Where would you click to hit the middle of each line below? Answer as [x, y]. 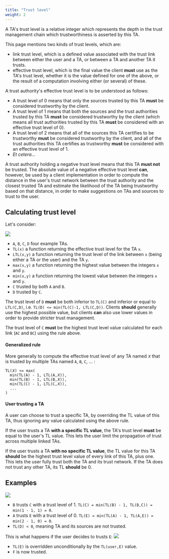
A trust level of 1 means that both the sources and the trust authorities [85, 111]
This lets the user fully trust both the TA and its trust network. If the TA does [84, 461]
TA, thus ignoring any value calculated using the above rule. [67, 420]
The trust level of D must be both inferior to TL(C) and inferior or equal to [81, 302]
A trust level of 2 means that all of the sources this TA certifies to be [83, 133]
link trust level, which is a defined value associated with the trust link [84, 54]
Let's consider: [21, 224]
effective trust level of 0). [39, 127]
